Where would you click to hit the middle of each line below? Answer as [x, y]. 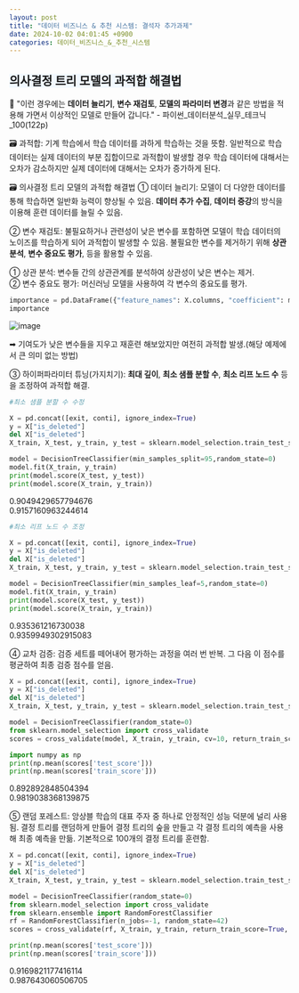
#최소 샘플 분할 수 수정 [47, 402]
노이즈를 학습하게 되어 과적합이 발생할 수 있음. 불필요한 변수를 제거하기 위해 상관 [148, 242]
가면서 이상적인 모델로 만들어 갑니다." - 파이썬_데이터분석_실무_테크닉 [146, 115]
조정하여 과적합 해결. [54, 385]
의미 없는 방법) [53, 355]
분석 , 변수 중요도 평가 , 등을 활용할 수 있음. [81, 254]
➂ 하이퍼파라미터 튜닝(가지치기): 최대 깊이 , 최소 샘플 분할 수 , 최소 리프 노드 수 [144, 374]
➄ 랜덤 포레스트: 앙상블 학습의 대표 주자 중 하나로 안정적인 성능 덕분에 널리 [140, 817]
